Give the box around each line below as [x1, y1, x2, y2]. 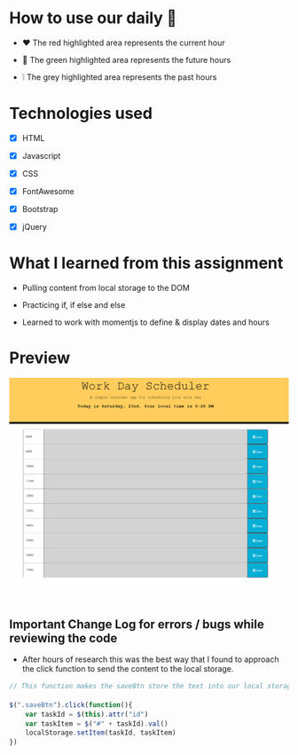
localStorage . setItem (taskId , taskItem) [25, 728, 176, 737]
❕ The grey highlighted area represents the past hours [21, 71, 217, 83]
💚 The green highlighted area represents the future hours [21, 54, 231, 65]
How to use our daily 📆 [9, 8, 177, 28]
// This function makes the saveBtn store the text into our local [9, 682, 264, 691]
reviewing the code [9, 630, 118, 646]
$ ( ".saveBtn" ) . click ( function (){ [9, 700, 133, 709]
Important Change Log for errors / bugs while [9, 617, 264, 632]
